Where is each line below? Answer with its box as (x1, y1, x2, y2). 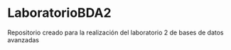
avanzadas (7, 35, 40, 44)
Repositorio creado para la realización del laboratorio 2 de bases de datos (7, 28, 224, 37)
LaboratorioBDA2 (7, 5, 112, 21)
